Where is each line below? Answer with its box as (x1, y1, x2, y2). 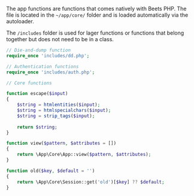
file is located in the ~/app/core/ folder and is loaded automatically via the (6, 11, 189, 19)
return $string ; (17, 124, 58, 130)
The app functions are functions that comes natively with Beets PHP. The (6, 5, 187, 12)
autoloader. (6, 18, 34, 24)
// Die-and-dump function (6, 47, 71, 53)
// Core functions (6, 80, 52, 86)
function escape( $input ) (6, 91, 68, 97)
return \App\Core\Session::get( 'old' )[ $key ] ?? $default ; (17, 179, 165, 185)
